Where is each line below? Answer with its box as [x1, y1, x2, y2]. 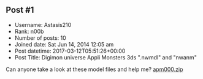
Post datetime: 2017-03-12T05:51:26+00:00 [14, 47, 126, 55]
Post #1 [6, 5, 34, 15]
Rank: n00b [14, 28, 44, 35]
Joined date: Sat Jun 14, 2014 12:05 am [14, 40, 114, 48]
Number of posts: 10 [14, 34, 67, 42]
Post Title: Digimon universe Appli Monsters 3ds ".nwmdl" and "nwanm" [14, 53, 197, 61]
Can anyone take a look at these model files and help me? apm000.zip [6, 66, 183, 73]
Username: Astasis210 [14, 21, 72, 28]
